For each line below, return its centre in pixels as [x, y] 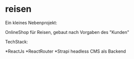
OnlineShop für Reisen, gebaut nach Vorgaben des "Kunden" [67, 32]
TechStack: [17, 42]
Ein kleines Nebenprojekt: [31, 23]
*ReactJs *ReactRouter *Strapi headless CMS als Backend [66, 51]
